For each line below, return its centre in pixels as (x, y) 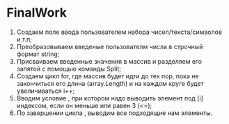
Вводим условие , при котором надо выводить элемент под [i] (110, 98)
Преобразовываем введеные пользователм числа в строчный (110, 46)
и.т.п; (24, 39)
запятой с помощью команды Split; (69, 69)
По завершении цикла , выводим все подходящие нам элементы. (114, 113)
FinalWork (37, 13)
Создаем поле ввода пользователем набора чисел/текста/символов (119, 32)
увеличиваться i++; (46, 91)
